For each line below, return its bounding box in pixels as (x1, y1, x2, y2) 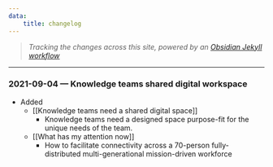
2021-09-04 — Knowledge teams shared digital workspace (8, 78, 248, 90)
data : (8, 11, 27, 20)
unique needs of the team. (44, 123, 133, 133)
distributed (44, 148, 81, 159)
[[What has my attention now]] (32, 131, 135, 141)
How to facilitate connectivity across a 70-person (44, 140, 210, 150)
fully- (210, 140, 229, 150)
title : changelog (23, 20, 82, 28)
